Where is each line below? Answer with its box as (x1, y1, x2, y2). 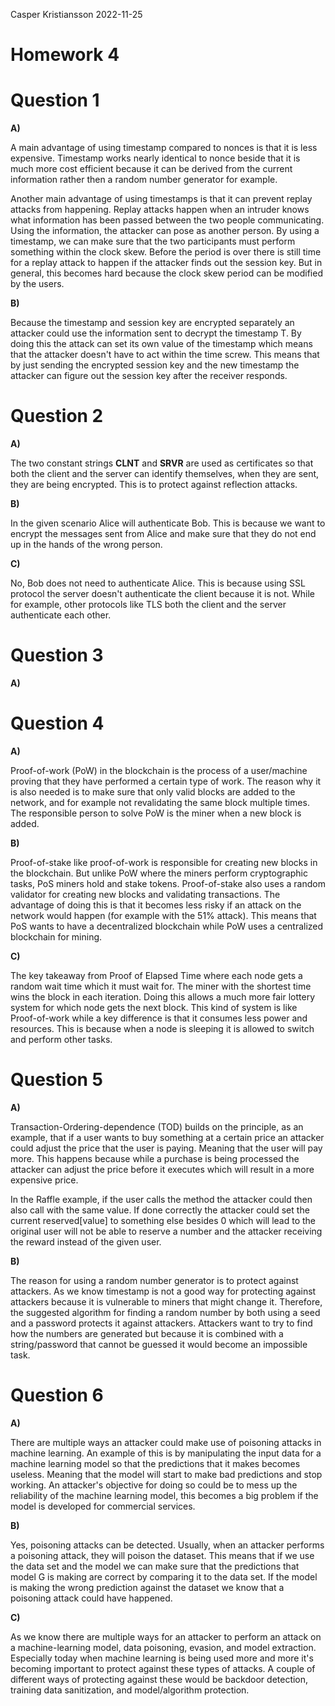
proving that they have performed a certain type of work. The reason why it (10, 775, 322, 787)
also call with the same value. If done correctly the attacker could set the (10, 1204, 310, 1216)
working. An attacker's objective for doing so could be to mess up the (10, 1479, 298, 1491)
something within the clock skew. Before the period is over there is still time (10, 246, 322, 258)
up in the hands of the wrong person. (10, 539, 163, 551)
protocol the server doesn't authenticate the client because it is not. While (10, 588, 316, 600)
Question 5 (10, 1069, 104, 1091)
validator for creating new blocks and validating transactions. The (10, 888, 281, 900)
